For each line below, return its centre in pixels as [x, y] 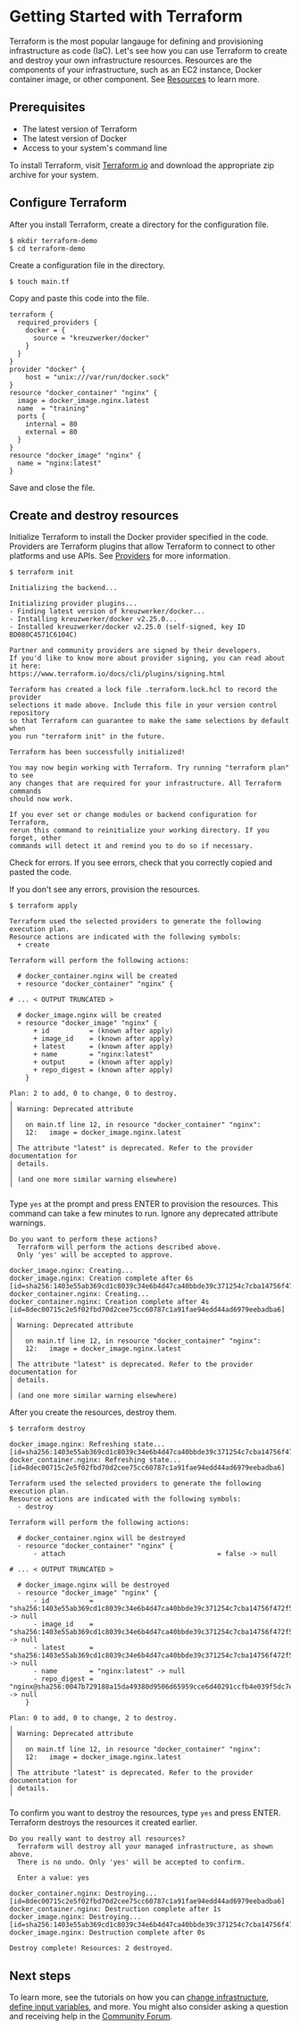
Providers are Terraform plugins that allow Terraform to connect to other [142, 546]
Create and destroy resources [94, 515]
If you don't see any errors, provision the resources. [105, 889]
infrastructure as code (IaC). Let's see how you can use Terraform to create [148, 50]
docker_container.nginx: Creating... [79, 1294]
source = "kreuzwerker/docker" [91, 338]
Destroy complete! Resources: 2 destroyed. [92, 1949]
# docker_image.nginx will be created [90, 1015]
